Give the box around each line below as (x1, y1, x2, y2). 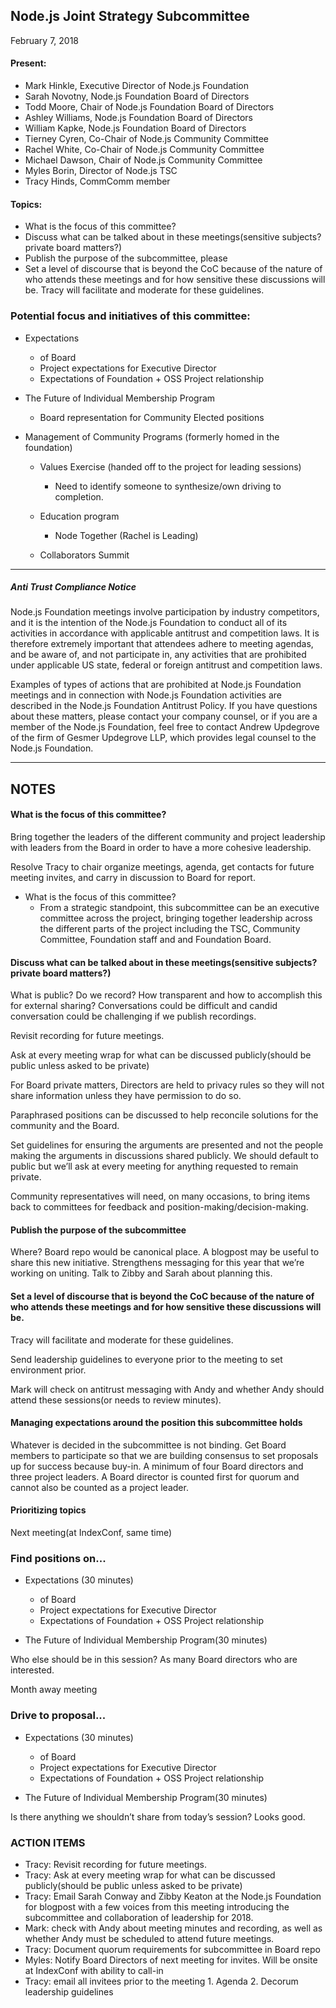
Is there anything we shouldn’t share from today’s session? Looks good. (10, 1810, 306, 1823)
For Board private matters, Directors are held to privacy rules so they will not (10, 1079, 325, 1091)
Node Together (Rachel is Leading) (54, 529, 199, 541)
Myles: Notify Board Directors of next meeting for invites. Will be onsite (24, 1954, 318, 1966)
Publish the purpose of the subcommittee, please (24, 252, 228, 264)
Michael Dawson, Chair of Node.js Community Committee (24, 154, 263, 166)
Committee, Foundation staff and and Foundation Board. (39, 934, 272, 946)
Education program (39, 510, 120, 522)
